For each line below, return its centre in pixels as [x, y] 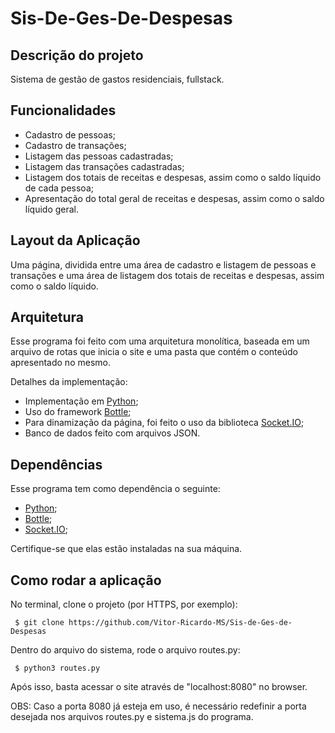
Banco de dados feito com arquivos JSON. [112, 433]
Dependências [56, 464]
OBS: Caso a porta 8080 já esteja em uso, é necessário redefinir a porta [158, 706]
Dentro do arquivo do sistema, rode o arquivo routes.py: [125, 650]
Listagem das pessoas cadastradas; [99, 156]
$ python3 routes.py [57, 668]
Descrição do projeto [77, 55]
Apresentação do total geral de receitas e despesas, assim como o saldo [174, 198]
